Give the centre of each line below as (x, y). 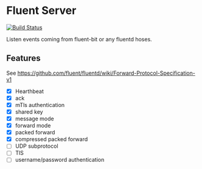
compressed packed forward (51, 139)
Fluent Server (41, 11)
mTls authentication (40, 105)
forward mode (33, 126)
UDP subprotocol (37, 146)
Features (23, 58)
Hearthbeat (30, 91)
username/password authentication (60, 160)
